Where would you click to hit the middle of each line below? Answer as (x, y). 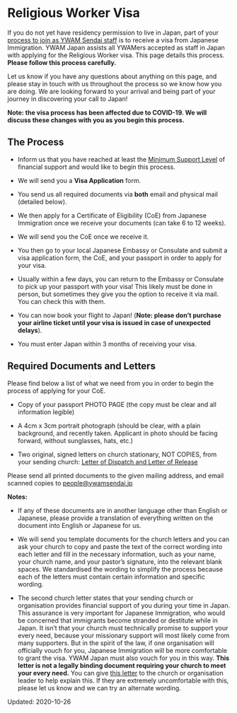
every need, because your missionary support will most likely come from (123, 635)
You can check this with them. (62, 301)
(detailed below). (42, 201)
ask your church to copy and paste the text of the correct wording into (120, 546)
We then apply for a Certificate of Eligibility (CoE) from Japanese (112, 215)
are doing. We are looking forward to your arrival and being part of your (111, 91)
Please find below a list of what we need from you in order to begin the (111, 383)
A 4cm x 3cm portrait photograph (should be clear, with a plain (109, 425)
